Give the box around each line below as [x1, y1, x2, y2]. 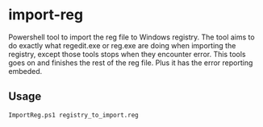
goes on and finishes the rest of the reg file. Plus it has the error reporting [8, 58, 253, 68]
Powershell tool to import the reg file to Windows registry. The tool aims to [8, 32, 256, 42]
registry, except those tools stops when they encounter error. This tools [8, 49, 246, 59]
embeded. [8, 66, 43, 76]
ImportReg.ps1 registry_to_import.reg [8, 111, 139, 119]
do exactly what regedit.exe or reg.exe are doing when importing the [8, 40, 236, 50]
